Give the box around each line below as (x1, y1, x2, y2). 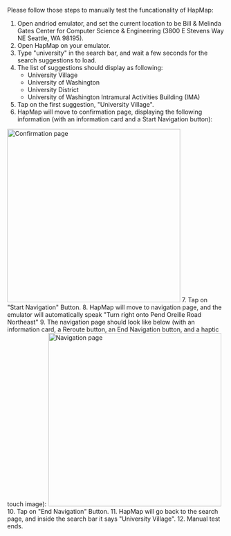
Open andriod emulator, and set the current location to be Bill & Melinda (17, 19, 221, 27)
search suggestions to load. (17, 56, 97, 64)
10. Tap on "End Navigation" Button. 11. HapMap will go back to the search (7, 508, 219, 515)
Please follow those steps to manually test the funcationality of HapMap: (7, 6, 214, 14)
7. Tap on (181, 296, 208, 304)
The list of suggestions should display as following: (17, 64, 163, 71)
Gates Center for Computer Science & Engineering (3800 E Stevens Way (17, 27, 224, 35)
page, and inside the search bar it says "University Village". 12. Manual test (7, 515, 221, 523)
